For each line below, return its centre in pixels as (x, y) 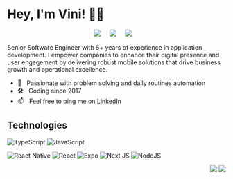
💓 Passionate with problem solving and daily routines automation (111, 83)
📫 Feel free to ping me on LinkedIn (69, 101)
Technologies (37, 125)
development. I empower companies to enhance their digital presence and (113, 55)
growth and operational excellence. (58, 69)
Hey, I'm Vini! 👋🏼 (56, 14)
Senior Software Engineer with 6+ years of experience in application (105, 47)
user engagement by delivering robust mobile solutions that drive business (114, 62)
